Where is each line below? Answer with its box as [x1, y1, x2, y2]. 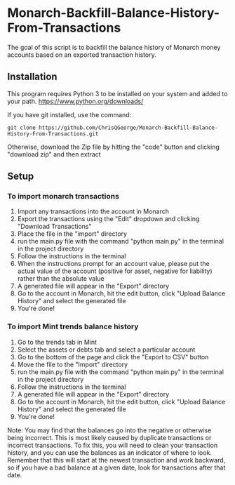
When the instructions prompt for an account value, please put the [17, 260, 210, 268]
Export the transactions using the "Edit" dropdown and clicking [17, 215, 200, 223]
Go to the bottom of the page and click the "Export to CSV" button [17, 352, 209, 361]
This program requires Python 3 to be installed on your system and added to [7, 89, 228, 98]
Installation [7, 71, 58, 83]
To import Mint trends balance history [7, 321, 139, 331]
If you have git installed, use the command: [7, 110, 132, 119]
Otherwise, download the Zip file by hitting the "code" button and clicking [7, 142, 220, 151]
